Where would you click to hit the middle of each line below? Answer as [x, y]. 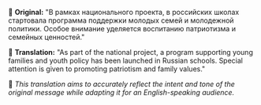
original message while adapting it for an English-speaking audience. [121, 92]
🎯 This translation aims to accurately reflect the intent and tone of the [121, 84]
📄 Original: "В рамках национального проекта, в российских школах [124, 12]
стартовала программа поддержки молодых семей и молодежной [121, 20]
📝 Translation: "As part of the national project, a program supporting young [131, 52]
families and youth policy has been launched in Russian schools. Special [125, 60]
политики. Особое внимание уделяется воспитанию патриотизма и [122, 29]
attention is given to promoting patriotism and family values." [107, 69]
